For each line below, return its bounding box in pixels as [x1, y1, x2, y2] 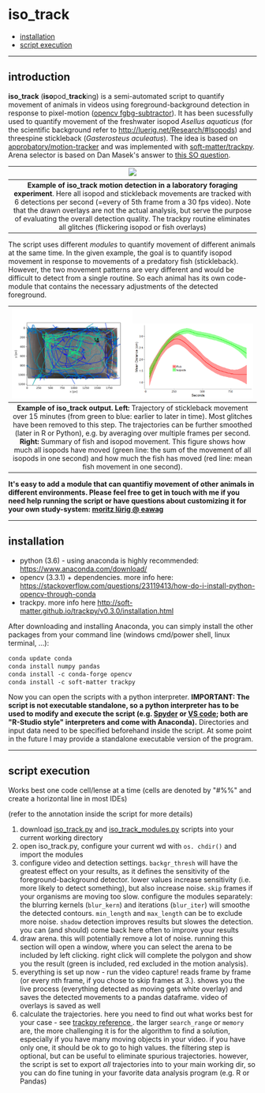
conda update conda [8, 654, 73, 662]
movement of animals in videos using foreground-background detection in [8, 100, 250, 109]
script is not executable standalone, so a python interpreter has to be [8, 700, 239, 710]
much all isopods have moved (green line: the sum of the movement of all [13, 445, 252, 454]
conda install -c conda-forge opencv [8, 670, 132, 678]
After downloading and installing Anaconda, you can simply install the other [8, 621, 254, 631]
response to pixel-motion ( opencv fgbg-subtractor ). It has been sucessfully [8, 108, 254, 118]
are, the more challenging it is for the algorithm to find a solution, [19, 1026, 230, 1035]
